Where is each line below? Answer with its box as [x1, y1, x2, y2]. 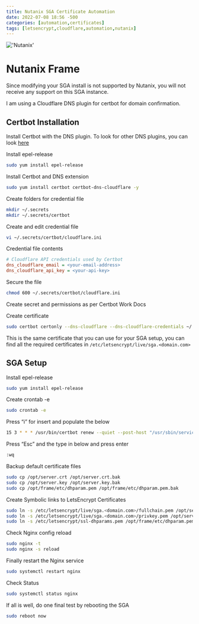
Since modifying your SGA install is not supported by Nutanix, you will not [6, 82, 186, 89]
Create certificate [6, 312, 49, 319]
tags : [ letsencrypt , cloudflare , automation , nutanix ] [6, 25, 136, 31]
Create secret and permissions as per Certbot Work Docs [6, 301, 146, 308]
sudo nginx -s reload [6, 546, 60, 553]
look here [6, 139, 30, 146]
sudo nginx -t [6, 541, 41, 547]
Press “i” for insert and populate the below [6, 418, 110, 426]
